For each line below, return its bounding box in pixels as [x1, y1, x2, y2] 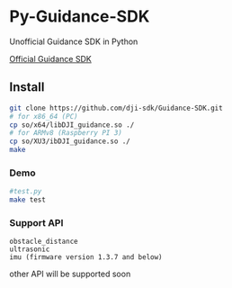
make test [9, 195, 47, 204]
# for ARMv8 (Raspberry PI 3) [9, 129, 123, 138]
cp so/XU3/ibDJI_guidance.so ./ [9, 137, 130, 146]
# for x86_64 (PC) [9, 112, 78, 121]
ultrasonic [9, 245, 50, 254]
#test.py [9, 187, 42, 196]
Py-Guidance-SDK [9, 6, 150, 27]
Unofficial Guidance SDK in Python [9, 36, 138, 47]
